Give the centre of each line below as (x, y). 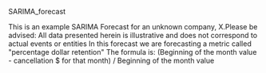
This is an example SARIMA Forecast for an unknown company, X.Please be (133, 27)
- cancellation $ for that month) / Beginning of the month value (111, 60)
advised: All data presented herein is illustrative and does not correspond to (133, 35)
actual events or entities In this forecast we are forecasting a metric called (130, 44)
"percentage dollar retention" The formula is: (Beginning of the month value (133, 52)
